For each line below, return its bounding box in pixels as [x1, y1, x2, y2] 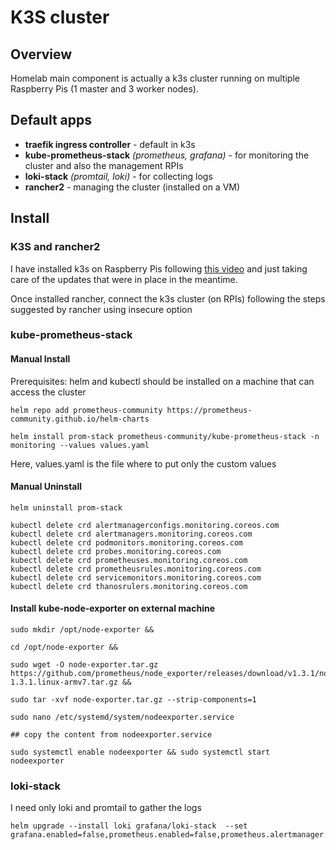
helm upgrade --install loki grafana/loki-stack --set [10, 821, 248, 831]
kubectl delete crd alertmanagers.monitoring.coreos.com [10, 529, 253, 539]
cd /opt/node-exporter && [10, 642, 118, 653]
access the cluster [10, 386, 87, 398]
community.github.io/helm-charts [10, 414, 150, 424]
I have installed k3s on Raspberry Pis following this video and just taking [10, 262, 308, 275]
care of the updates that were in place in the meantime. [10, 273, 238, 285]
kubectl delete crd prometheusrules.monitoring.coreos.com [10, 564, 262, 574]
